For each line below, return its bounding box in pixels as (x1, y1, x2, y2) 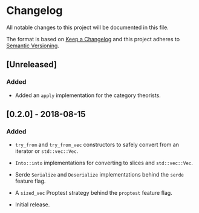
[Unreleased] (6, 59, 57, 70)
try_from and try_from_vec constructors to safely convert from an (15, 141, 180, 149)
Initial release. (15, 201, 50, 208)
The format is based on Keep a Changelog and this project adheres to (6, 35, 180, 42)
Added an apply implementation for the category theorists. (15, 92, 161, 99)
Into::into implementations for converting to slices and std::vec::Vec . (15, 159, 194, 167)
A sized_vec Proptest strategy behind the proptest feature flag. (15, 189, 172, 197)
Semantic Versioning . (6, 42, 59, 49)
